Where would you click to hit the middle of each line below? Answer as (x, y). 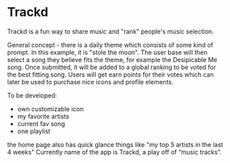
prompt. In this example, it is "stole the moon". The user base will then (107, 52)
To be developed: (32, 95)
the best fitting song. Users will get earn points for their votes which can (110, 75)
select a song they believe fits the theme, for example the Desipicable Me (112, 59)
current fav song (41, 123)
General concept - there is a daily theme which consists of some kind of (110, 45)
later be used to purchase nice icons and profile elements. (90, 81)
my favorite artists (43, 116)
